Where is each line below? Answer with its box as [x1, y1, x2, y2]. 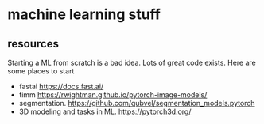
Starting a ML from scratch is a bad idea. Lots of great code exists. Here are [7, 58, 256, 67]
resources [7, 37, 59, 51]
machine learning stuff [7, 6, 161, 24]
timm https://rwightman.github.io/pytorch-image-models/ [18, 90, 208, 100]
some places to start [7, 66, 75, 76]
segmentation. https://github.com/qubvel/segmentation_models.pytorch [18, 99, 255, 107]
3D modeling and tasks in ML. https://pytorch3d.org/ [18, 107, 192, 116]
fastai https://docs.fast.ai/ [18, 81, 104, 91]
